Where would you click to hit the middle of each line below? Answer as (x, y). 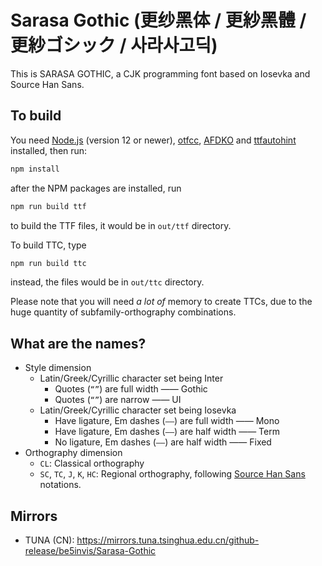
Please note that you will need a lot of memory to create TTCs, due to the (161, 302)
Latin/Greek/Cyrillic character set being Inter (131, 378)
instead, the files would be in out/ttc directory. (107, 282)
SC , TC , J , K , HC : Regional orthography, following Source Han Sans (172, 474)
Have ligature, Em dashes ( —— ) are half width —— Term (167, 432)
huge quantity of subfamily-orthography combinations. (123, 312)
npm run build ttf (48, 206)
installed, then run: (49, 150)
